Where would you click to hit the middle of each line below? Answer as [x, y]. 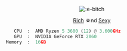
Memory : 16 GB [26, 42]
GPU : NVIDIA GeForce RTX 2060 [55, 36]
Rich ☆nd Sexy [92, 20]
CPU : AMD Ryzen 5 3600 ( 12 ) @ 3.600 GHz [67, 31]
